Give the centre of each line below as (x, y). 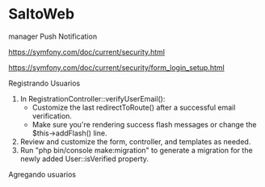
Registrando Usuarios (44, 83)
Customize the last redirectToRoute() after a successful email (134, 107)
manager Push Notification (53, 36)
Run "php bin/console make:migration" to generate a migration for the (136, 150)
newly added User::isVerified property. (84, 159)
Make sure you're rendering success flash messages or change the (144, 124)
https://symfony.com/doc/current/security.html (87, 52)
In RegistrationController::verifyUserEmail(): (93, 98)
